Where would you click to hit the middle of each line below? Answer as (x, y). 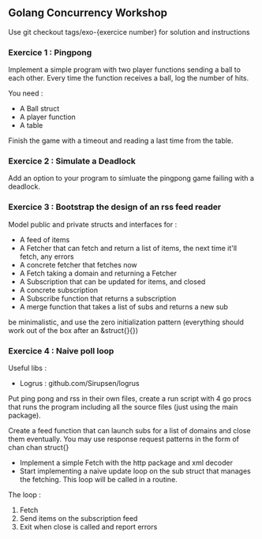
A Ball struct (39, 109)
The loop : (25, 495)
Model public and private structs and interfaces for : (93, 224)
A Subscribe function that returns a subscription (98, 298)
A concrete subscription (59, 290)
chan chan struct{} (39, 447)
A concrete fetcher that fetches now (79, 264)
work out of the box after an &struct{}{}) (73, 330)
